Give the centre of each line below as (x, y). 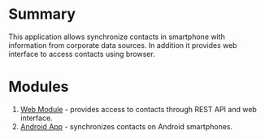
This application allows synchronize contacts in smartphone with (117, 37)
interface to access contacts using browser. (82, 54)
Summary (42, 14)
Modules (39, 87)
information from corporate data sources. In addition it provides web (123, 45)
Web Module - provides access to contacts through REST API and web (139, 109)
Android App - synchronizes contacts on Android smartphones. (126, 126)
